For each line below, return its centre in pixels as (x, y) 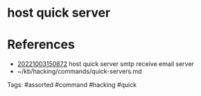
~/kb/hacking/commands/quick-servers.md (79, 72)
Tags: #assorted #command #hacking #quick (72, 85)
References (41, 45)
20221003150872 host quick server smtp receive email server (105, 64)
